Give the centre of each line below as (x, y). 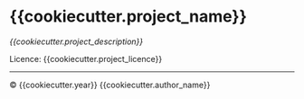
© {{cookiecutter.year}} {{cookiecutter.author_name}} (110, 85)
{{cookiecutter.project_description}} (76, 41)
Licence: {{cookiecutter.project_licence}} (86, 58)
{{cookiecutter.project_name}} (128, 17)
